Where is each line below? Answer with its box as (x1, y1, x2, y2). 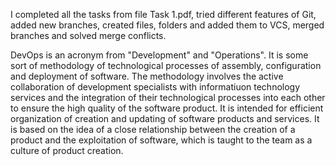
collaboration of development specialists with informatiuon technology (10, 81, 301, 93)
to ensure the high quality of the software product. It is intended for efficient (10, 102, 324, 114)
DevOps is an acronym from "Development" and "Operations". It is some (10, 49, 309, 61)
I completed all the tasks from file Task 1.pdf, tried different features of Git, (10, 9, 317, 20)
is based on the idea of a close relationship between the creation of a (10, 124, 296, 135)
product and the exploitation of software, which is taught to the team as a (10, 134, 313, 146)
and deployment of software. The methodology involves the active (10, 70, 284, 82)
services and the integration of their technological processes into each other (10, 92, 326, 103)
